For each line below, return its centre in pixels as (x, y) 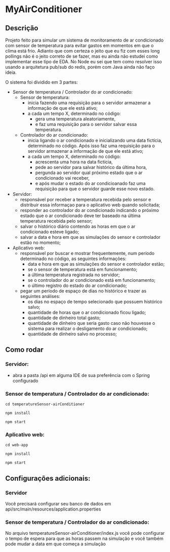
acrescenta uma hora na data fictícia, (74, 162)
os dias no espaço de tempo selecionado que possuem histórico (95, 302)
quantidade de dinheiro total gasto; (64, 318)
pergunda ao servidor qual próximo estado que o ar (89, 173)
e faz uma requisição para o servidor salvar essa (86, 124)
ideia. (11, 72)
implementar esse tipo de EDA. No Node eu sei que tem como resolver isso (83, 61)
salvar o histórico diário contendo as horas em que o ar (78, 226)
